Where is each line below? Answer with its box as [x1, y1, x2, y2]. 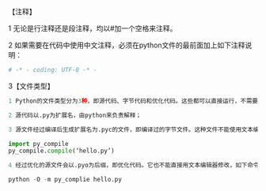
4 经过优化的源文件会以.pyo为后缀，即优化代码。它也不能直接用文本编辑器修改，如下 [8, 161, 248, 170]
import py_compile [8, 140, 69, 148]
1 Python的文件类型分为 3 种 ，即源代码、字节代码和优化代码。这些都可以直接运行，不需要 [8, 97, 259, 105]
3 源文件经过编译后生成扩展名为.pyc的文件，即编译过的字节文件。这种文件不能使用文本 [8, 125, 253, 133]
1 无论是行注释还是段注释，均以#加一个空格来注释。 [8, 24, 177, 33]
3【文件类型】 [8, 81, 55, 91]
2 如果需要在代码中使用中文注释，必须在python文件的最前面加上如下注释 [8, 40, 245, 50]
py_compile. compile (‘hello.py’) [8, 147, 115, 155]
